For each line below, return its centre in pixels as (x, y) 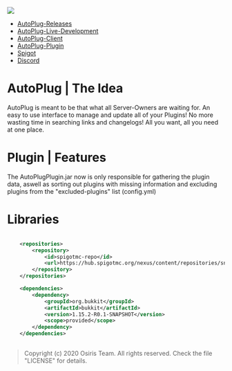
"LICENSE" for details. (56, 361)
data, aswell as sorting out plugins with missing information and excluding (112, 184)
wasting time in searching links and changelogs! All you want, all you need (113, 122)
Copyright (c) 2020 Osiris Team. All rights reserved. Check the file (118, 353)
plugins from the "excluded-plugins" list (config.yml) (82, 191)
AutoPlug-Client (40, 38)
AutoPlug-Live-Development (58, 31)
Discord (28, 60)
